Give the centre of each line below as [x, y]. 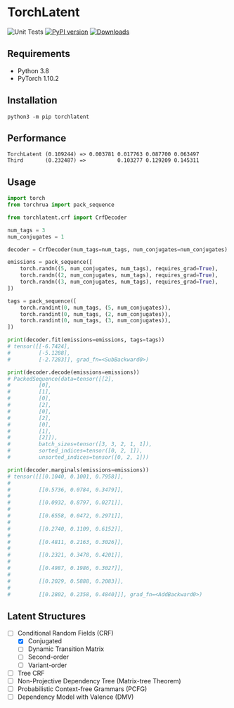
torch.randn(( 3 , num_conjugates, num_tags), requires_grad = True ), [119, 282]
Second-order [48, 657]
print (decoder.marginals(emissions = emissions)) [78, 470]
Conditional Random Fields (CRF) [65, 633]
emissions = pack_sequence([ [50, 262]
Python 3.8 [33, 70]
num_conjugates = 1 [36, 236]
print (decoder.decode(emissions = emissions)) [73, 372]
